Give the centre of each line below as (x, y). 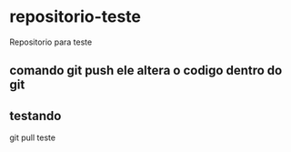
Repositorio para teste (51, 42)
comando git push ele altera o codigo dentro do (146, 71)
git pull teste (33, 137)
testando (35, 116)
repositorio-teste (75, 17)
